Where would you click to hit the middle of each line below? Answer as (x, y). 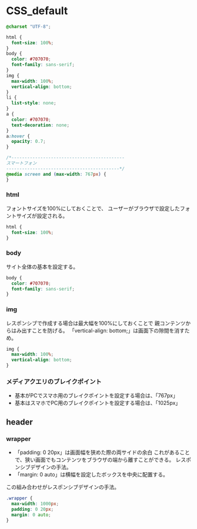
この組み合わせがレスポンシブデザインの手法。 (63, 487)
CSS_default (37, 11)
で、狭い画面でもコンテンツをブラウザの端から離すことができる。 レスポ (103, 460)
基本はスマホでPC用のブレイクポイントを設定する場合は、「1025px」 (98, 403)
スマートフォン (21, 164)
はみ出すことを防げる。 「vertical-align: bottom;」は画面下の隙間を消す (98, 330)
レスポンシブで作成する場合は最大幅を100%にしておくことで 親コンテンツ (96, 323)
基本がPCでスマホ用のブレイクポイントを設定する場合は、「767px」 (96, 396)
